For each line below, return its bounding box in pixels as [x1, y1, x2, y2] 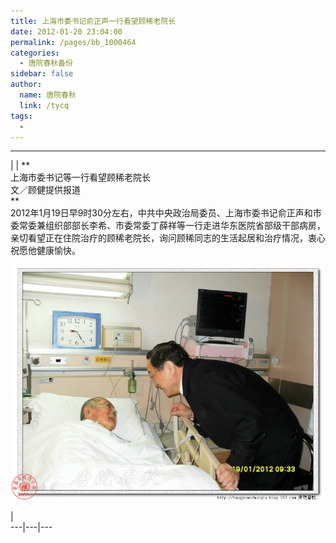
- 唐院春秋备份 [19, 58, 74, 69]
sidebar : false [10, 69, 74, 79]
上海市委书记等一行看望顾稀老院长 [10, 171, 151, 184]
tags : [10, 111, 33, 121]
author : [10, 80, 43, 90]
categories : [10, 48, 60, 58]
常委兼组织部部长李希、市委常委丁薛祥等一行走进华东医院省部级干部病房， [18, 220, 326, 232]
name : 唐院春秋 [19, 90, 77, 100]
